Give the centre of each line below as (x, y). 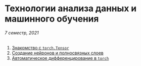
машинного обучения (52, 19)
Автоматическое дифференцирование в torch (60, 58)
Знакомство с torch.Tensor (40, 48)
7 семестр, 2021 (22, 33)
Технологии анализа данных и (70, 9)
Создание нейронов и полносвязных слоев (58, 53)
